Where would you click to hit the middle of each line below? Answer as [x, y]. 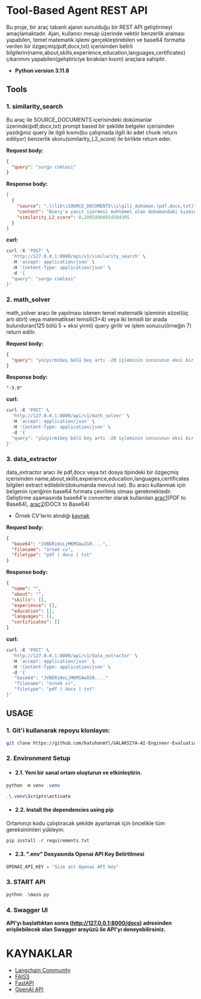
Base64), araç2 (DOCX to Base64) [48, 504]
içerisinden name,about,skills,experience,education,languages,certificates [98, 478]
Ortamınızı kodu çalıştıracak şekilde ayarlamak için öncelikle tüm [86, 823]
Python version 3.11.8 [42, 70]
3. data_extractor [32, 459]
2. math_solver [28, 299]
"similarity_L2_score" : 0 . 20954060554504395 [73, 217]
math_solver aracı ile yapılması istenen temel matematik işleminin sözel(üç [98, 313]
